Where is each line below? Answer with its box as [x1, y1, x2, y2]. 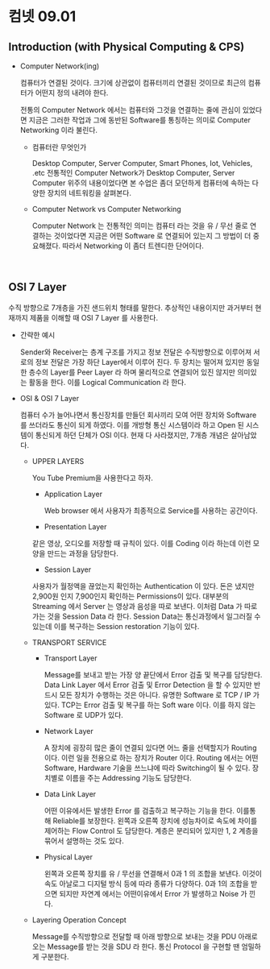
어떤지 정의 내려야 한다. [35, 88, 109, 97]
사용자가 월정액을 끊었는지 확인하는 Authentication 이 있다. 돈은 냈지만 [31, 581, 255, 590]
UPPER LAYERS [31, 456, 85, 466]
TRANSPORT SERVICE [31, 637, 107, 647]
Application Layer [44, 489, 103, 499]
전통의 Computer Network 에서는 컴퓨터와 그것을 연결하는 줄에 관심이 [19, 106, 241, 114]
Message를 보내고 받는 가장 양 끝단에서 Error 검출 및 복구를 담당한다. [44, 669, 263, 679]
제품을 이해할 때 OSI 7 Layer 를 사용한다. [29, 313, 159, 322]
